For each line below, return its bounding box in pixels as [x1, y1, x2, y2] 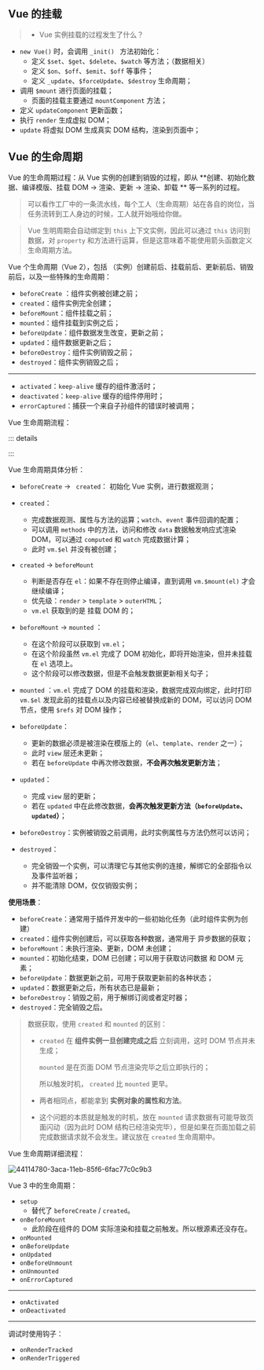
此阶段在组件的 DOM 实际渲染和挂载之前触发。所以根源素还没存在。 [31, 1224, 251, 1233]
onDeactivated [19, 1306, 66, 1314]
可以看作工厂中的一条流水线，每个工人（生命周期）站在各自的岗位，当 [27, 199, 255, 208]
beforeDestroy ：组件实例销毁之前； [19, 347, 135, 357]
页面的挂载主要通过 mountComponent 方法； [31, 95, 167, 104]
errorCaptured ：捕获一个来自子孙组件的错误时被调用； [19, 401, 196, 410]
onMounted [19, 1234, 53, 1242]
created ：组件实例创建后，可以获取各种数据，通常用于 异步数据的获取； [19, 933, 253, 943]
